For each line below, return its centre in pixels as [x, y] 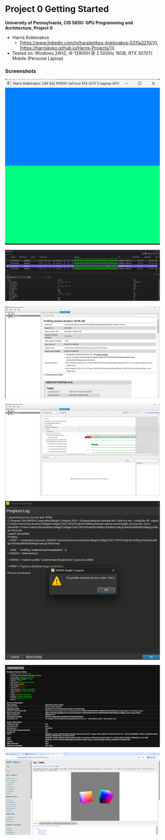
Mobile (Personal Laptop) [38, 58]
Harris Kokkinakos [30, 37]
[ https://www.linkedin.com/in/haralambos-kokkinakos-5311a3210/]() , [89, 42]
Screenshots [21, 71]
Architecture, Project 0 [29, 28]
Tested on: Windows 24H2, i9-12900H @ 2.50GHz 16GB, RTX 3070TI [82, 53]
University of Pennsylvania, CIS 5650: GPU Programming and [69, 23]
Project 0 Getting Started [57, 9]
